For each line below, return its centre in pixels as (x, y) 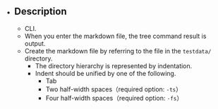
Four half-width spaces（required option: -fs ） (114, 98)
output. (35, 43)
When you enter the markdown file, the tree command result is (115, 36)
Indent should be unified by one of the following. (105, 73)
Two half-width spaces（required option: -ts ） (114, 89)
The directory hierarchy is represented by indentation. (114, 65)
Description (40, 12)
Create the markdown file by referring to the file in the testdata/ (118, 51)
